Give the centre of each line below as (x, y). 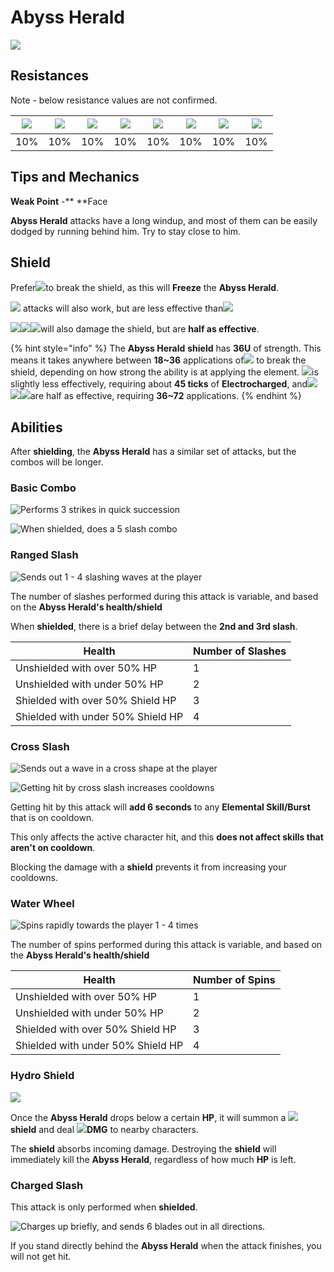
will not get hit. (41, 1256)
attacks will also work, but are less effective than (123, 308)
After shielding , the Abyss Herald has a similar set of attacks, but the (153, 452)
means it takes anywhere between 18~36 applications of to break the (158, 360)
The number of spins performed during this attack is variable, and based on (166, 945)
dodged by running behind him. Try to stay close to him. (126, 231)
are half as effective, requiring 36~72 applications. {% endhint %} (166, 396)
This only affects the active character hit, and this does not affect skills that (167, 837)
